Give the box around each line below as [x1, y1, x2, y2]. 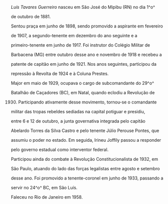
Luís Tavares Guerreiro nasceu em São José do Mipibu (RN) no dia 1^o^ [11, 4, 155, 10]
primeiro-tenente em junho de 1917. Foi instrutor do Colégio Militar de [11, 42, 150, 48]
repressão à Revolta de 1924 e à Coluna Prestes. [11, 71, 109, 76]
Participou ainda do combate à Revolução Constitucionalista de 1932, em [11, 156, 159, 162]
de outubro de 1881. [11, 14, 51, 19]
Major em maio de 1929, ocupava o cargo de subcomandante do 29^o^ [11, 80, 154, 86]
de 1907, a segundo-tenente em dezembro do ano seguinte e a [11, 33, 138, 38]
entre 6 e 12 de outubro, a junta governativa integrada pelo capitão [11, 118, 145, 124]
